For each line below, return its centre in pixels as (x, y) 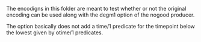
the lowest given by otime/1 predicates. (55, 33)
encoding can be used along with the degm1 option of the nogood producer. (100, 15)
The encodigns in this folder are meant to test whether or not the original (96, 9)
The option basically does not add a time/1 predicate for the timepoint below (101, 26)
